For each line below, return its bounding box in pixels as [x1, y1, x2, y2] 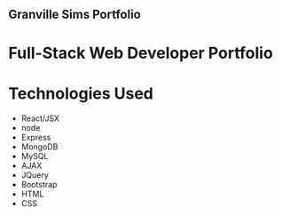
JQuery [20, 169, 50, 180]
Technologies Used [8, 84, 154, 103]
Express [20, 132, 51, 142]
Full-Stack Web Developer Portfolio [8, 43, 274, 63]
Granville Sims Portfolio [8, 7, 141, 22]
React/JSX [20, 113, 59, 124]
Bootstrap [20, 179, 58, 189]
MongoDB [20, 141, 59, 152]
